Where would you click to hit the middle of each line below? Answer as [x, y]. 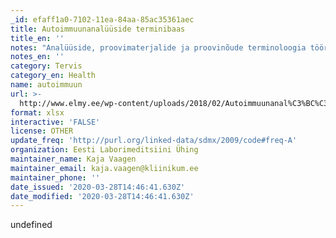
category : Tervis [46, 66]
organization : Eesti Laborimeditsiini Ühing [104, 150]
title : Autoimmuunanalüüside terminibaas [98, 29]
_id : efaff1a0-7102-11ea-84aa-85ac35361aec [102, 19]
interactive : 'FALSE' [55, 122]
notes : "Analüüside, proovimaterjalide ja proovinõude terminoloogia [158, 47]
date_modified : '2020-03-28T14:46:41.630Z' [102, 196]
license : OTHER [42, 131]
